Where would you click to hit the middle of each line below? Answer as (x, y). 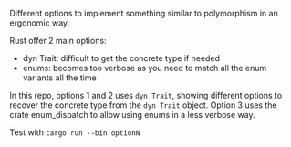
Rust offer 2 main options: (58, 41)
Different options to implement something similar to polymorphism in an (144, 13)
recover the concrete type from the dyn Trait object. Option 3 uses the (143, 105)
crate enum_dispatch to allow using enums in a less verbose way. (132, 115)
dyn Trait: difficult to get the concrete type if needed (121, 58)
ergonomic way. (40, 23)
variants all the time (60, 78)
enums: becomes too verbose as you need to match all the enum (145, 68)
